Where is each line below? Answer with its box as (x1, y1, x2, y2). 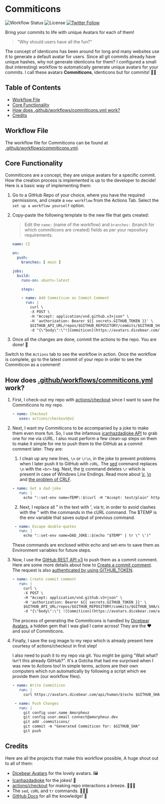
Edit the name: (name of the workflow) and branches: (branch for (24, 222, 155, 227)
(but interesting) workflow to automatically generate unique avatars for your (5, 64, 159, 70)
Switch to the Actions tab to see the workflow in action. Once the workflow (5, 351, 157, 357)
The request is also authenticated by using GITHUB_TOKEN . (12, 567, 134, 573)
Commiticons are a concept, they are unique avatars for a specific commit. (5, 172, 156, 178)
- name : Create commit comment (12, 577, 77, 582)
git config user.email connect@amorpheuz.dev (23, 715, 118, 720)
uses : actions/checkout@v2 (19, 416, 75, 421)
